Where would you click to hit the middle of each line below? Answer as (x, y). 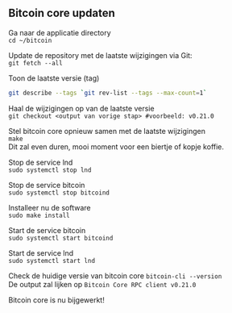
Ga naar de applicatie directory (60, 32)
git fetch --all (35, 63)
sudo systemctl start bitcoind (61, 238)
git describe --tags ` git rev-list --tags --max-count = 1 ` (108, 93)
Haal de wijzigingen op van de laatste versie (81, 108)
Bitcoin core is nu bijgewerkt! (56, 300)
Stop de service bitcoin (47, 185)
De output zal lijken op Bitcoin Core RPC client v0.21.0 (102, 284)
